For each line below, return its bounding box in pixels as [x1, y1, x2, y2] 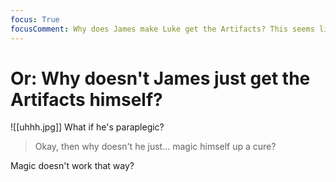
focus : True [10, 14, 60, 25]
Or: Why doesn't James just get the [10, 67, 311, 90]
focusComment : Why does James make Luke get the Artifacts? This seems [10, 24, 315, 34]
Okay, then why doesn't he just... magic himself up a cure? [34, 141, 277, 153]
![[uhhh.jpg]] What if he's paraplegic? [10, 121, 165, 133]
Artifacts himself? [10, 88, 163, 111]
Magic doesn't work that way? [10, 160, 135, 172]
